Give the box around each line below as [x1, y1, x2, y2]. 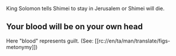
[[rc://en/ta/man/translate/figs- [94, 37, 171, 44]
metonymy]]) [6, 43, 38, 50]
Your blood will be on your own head [6, 22, 143, 32]
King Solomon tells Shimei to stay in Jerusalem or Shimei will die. [6, 5, 165, 12]
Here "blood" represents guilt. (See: [6, 37, 94, 44]
